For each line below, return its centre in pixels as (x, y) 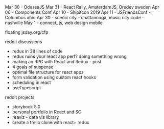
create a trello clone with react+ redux (51, 122)
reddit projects (20, 97)
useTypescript (26, 88)
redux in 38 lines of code (37, 51)
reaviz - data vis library (35, 117)
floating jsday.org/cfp (27, 32)
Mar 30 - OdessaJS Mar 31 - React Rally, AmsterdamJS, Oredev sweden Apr (82, 7)
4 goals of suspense (33, 67)
